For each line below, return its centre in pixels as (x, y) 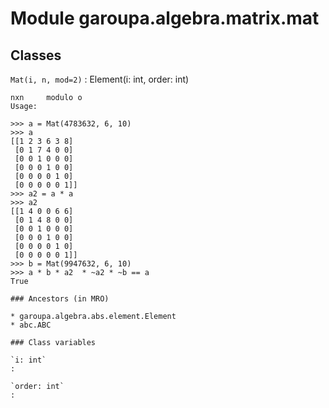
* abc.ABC (31, 325)
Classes (36, 55)
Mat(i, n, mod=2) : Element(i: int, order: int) (100, 79)
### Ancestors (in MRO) (60, 299)
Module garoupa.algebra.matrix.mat (165, 18)
